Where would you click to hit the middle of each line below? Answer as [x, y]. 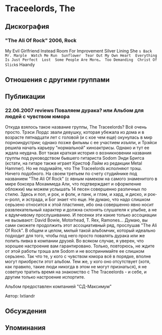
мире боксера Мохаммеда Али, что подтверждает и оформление [73, 184]
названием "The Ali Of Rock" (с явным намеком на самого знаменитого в [81, 179]
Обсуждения [26, 311]
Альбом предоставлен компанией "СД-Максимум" [58, 286]
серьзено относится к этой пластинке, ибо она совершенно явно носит [79, 205]
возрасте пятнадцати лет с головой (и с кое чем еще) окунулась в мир [79, 137]
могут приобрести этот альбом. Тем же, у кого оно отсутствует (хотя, [78, 261]
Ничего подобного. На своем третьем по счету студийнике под [71, 173]
